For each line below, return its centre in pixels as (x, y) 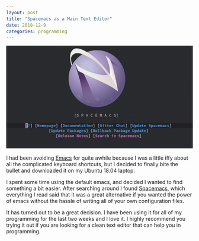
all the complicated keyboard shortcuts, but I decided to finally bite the (92, 164)
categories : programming (37, 31)
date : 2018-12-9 (26, 25)
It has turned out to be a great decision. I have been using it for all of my (94, 212)
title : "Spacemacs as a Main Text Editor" (59, 19)
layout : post (22, 12)
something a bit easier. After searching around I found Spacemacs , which (96, 188)
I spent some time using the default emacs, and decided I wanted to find (94, 182)
